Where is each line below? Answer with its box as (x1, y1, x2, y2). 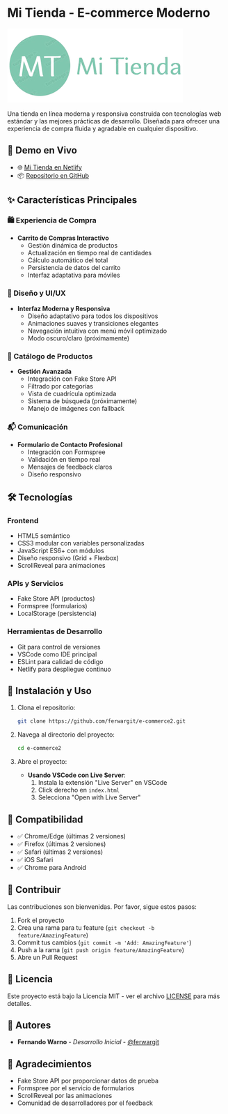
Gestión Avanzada (17, 368, 72, 376)
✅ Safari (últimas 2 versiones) (17, 848, 103, 856)
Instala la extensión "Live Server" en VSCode (38, 778, 168, 787)
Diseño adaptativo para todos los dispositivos (27, 312, 158, 320)
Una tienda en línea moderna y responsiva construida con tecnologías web (7, 110, 222, 118)
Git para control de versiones (17, 642, 101, 651)
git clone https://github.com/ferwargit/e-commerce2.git (17, 718, 186, 725)
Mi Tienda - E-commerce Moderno (7, 5, 211, 21)
